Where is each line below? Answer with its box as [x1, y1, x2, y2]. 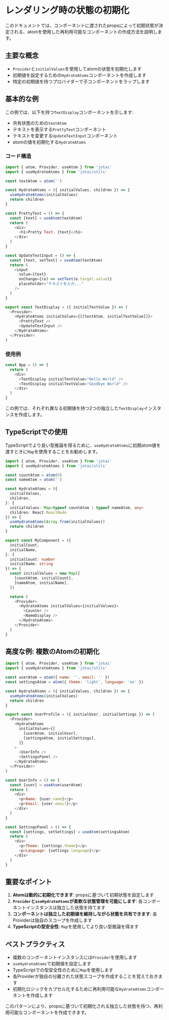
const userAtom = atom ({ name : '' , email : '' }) [5, 675, 110, 680]
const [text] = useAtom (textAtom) [10, 215, 82, 221]
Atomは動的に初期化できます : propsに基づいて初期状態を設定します [12, 892, 154, 898]
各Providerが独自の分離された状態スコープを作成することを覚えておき [12, 973, 158, 979]
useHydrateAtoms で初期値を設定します [12, 961, 92, 967]
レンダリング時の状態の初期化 [5, 5, 130, 16]
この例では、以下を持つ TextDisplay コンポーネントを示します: [5, 109, 134, 115]
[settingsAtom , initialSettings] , [23, 736, 96, 741]
